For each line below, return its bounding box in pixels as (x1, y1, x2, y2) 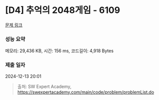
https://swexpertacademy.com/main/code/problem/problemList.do (17, 89, 155, 95)
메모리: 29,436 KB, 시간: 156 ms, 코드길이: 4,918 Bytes (5, 48, 114, 54)
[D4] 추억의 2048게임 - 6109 (5, 4, 120, 16)
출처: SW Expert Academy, (17, 83, 72, 90)
